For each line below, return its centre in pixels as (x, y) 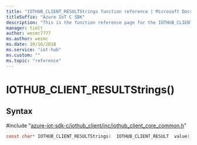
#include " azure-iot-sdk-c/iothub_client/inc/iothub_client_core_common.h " (96, 125)
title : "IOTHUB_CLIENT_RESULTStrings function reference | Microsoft (93, 11)
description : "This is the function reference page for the (81, 22)
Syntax (19, 111)
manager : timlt (25, 28)
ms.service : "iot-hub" (34, 50)
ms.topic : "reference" (34, 60)
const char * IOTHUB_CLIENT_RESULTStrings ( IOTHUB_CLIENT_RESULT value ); (99, 136)
